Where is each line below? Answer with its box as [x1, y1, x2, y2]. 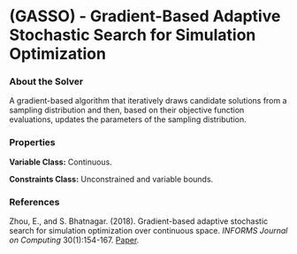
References [9, 196, 60, 208]
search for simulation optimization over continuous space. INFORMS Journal [9, 226, 288, 236]
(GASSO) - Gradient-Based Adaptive [9, 6, 281, 27]
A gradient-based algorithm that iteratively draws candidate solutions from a [9, 96, 287, 106]
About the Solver [9, 75, 84, 88]
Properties [9, 136, 56, 149]
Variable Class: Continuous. [9, 157, 112, 167]
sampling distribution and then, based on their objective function [9, 104, 245, 116]
